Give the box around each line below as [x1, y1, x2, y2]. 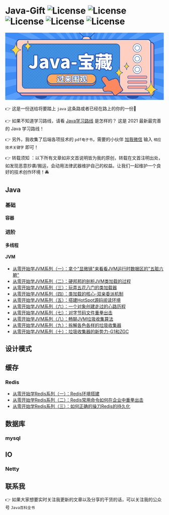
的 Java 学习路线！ [5, 126, 44, 132]
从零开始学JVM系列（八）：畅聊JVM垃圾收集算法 [12, 316, 114, 322]
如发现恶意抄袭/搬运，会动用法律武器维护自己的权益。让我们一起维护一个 [5, 163, 157, 169]
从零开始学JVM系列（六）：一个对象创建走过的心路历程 [12, 303, 126, 310]
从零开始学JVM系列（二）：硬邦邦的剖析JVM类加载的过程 [12, 278, 131, 284]
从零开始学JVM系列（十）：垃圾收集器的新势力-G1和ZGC [12, 329, 129, 335]
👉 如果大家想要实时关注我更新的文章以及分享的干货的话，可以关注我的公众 [5, 496, 162, 502]
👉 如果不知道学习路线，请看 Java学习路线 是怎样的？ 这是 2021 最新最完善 [5, 118, 161, 124]
